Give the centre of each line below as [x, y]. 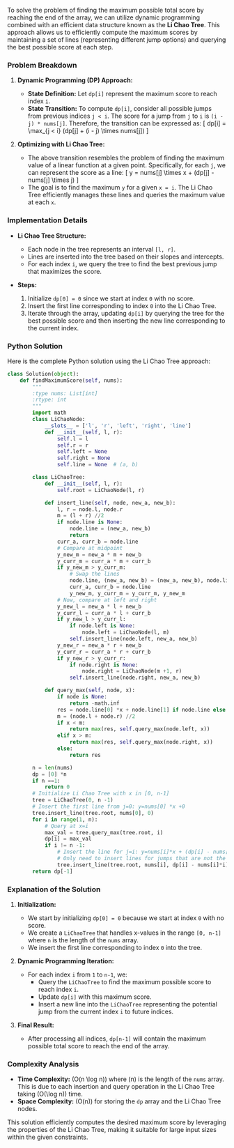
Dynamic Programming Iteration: [66, 961]
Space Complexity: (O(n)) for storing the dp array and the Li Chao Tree [119, 1101]
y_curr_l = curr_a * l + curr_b [104, 613]
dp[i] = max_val [68, 839]
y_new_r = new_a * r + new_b [99, 645]
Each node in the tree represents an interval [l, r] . [102, 249]
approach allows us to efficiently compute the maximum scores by [103, 32]
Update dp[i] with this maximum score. [95, 997]
